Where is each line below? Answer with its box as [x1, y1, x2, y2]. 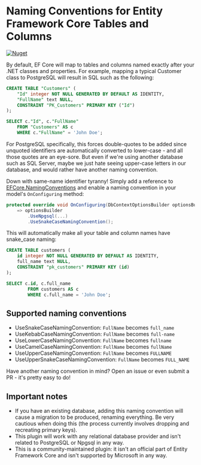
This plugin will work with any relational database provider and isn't [14, 433, 181, 440]
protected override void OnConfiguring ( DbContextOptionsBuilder [6, 202, 170, 208]
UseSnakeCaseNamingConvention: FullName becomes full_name [14, 324, 175, 331]
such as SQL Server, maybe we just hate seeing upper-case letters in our [6, 159, 187, 167]
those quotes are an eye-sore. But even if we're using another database [6, 153, 184, 160]
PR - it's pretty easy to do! [6, 374, 71, 381]
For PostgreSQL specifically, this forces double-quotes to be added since [6, 140, 187, 147]
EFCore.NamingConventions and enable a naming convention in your [6, 184, 176, 191]
